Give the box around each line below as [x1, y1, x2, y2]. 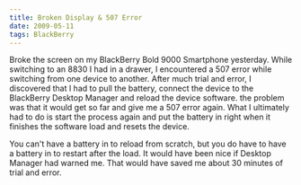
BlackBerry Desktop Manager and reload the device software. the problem [9, 92, 285, 103]
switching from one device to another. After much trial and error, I [9, 74, 252, 84]
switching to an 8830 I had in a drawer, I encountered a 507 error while [9, 64, 272, 75]
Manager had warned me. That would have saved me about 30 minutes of [9, 158, 283, 169]
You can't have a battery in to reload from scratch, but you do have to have [9, 138, 287, 149]
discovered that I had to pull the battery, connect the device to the [9, 83, 254, 94]
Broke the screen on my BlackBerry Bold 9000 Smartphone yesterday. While [9, 55, 293, 66]
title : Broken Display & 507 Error [9, 13, 143, 22]
